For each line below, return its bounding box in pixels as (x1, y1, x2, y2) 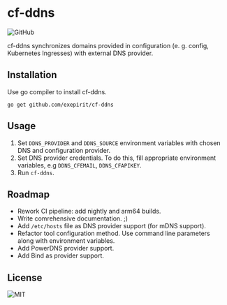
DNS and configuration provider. (17, 146, 110, 154)
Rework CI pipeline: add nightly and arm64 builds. (17, 207, 161, 216)
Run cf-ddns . (17, 168, 54, 177)
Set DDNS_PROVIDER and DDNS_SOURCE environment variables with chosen (17, 138, 221, 147)
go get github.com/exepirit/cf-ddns (7, 101, 114, 108)
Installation (7, 69, 57, 81)
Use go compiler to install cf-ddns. (7, 87, 107, 96)
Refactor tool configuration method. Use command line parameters (17, 229, 211, 238)
